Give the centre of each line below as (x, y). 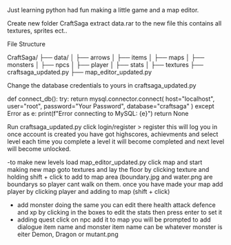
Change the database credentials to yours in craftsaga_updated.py (102, 85)
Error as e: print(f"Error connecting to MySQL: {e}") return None (98, 114)
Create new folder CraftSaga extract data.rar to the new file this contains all (114, 23)
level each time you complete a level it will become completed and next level (116, 141)
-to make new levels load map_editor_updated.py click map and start (105, 162)
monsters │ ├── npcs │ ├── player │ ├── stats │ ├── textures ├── (105, 65)
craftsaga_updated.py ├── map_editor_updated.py (80, 72)
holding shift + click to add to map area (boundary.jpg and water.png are (110, 177)
